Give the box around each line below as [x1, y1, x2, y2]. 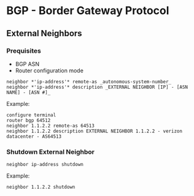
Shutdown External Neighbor [6, 148, 95, 156]
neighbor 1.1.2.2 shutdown [6, 184, 76, 190]
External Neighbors [6, 28, 82, 39]
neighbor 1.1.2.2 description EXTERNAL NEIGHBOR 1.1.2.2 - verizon [6, 128, 183, 134]
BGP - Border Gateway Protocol [6, 4, 169, 18]
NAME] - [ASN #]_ [6, 89, 51, 96]
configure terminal [6, 111, 56, 118]
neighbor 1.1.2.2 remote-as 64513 [6, 123, 95, 129]
